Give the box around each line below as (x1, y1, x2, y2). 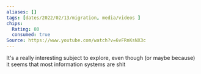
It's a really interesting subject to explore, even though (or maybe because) (6, 54, 196, 61)
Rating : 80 (12, 26, 40, 32)
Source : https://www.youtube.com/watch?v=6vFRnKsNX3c (6, 37, 147, 43)
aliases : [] (6, 9, 37, 15)
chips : (6, 20, 23, 26)
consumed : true (12, 32, 51, 38)
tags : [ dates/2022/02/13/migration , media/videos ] (6, 15, 141, 21)
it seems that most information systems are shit (6, 61, 126, 68)
